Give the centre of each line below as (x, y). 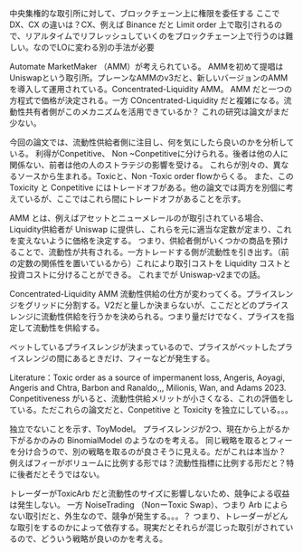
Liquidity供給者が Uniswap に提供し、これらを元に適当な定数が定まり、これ (151, 229)
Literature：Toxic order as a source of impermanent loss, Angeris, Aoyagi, (147, 377)
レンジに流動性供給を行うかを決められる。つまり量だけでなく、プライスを (148, 316)
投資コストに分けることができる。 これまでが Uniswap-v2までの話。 (137, 275)
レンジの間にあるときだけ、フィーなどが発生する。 (120, 358)
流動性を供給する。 (69, 328)
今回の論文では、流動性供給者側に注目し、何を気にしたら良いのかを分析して (152, 142)
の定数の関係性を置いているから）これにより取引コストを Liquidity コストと (150, 263)
